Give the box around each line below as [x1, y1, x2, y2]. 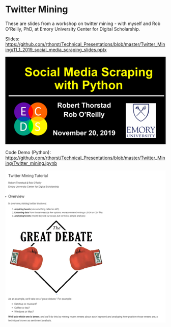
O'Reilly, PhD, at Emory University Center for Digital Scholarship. [5, 26, 140, 32]
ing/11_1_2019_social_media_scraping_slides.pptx [5, 46, 107, 53]
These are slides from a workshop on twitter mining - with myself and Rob [5, 20, 161, 27]
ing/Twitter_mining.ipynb [5, 160, 58, 166]
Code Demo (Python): [5, 149, 51, 156]
